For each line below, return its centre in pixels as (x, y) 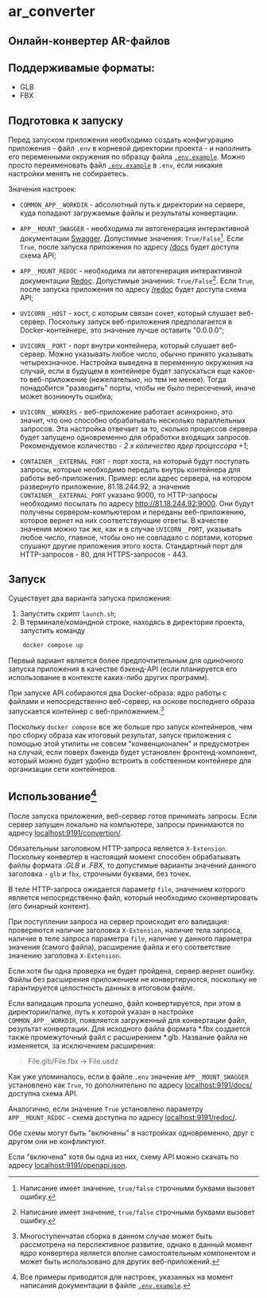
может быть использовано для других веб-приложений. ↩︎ (120, 1261)
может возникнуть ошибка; (66, 396)
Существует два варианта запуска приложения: (90, 598)
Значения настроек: (43, 189)
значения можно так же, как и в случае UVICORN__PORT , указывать (131, 529)
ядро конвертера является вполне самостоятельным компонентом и (137, 1253)
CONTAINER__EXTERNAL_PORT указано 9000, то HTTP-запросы (119, 495)
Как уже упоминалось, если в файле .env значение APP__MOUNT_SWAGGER (128, 1076)
